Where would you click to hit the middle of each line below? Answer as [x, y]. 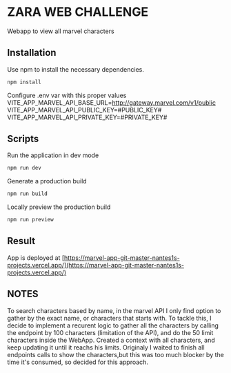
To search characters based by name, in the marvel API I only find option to [114, 310]
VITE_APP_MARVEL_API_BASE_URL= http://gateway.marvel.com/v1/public [111, 102]
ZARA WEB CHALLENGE [78, 12]
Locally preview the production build [59, 207]
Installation [32, 53]
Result [21, 241]
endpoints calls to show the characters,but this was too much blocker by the [115, 354]
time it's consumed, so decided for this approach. [78, 362]
